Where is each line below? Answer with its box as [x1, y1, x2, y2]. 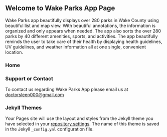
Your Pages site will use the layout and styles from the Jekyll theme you [5, 115, 154, 121]
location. [5, 49, 24, 55]
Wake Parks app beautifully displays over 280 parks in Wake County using [5, 17, 159, 23]
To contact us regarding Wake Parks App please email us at [5, 86, 129, 92]
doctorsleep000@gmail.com [5, 92, 64, 98]
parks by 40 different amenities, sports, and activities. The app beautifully [5, 33, 158, 39]
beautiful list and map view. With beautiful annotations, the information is [5, 22, 156, 28]
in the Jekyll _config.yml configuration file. [5, 126, 94, 132]
